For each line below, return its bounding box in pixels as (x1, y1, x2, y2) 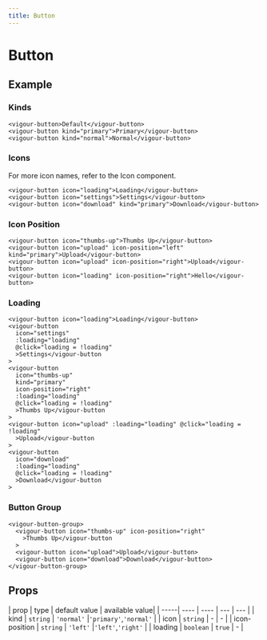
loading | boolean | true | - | (153, 622, 244, 632)
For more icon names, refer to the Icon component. (8, 170, 177, 180)
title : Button (8, 11, 56, 20)
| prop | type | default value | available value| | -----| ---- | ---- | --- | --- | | (8, 605, 255, 614)
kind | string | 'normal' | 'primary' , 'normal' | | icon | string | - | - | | (8, 614, 233, 623)
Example (8, 78, 53, 92)
